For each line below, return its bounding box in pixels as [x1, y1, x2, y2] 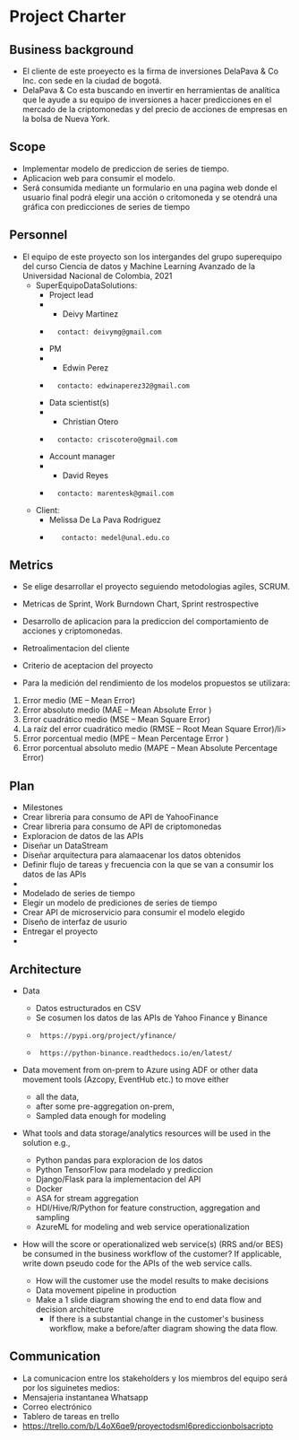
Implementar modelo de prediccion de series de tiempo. [21, 163, 230, 174]
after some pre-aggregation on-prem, [35, 1101, 175, 1112]
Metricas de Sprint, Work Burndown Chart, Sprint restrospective [21, 598, 260, 609]
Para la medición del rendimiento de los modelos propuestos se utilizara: [21, 677, 291, 688]
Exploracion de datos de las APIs [21, 831, 144, 842]
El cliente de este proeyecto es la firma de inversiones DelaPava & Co [21, 65, 279, 76]
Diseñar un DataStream [21, 841, 109, 851]
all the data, [35, 1092, 80, 1103]
